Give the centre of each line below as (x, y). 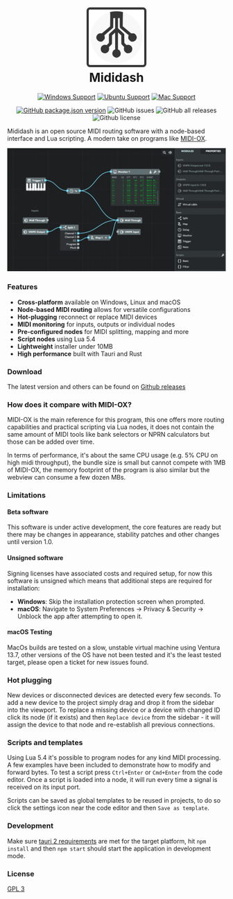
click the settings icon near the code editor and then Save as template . (108, 808)
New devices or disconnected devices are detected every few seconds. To (114, 695)
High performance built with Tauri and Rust (79, 354)
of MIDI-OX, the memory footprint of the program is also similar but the (109, 470)
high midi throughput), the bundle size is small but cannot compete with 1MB (116, 463)
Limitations (27, 496)
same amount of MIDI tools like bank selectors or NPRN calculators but (109, 435)
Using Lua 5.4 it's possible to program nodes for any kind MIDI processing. (114, 758)
